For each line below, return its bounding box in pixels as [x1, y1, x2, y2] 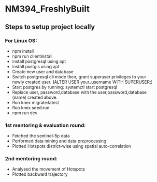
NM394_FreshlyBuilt [5, 3, 90, 15]
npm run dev [12, 110, 38, 116]
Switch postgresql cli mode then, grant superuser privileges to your [12, 74, 146, 79]
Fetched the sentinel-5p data [12, 133, 70, 139]
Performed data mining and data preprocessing [12, 138, 107, 144]
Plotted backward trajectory [12, 171, 68, 177]
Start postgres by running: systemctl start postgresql [12, 84, 117, 90]
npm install [12, 48, 34, 54]
